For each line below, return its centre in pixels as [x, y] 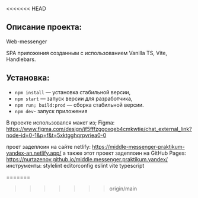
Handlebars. [21, 59]
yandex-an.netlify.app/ [34, 153]
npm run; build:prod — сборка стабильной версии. [79, 105]
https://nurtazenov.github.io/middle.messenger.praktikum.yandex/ [87, 159]
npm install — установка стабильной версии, [73, 92]
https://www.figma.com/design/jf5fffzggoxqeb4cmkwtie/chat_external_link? [99, 129]
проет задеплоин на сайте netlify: [48, 146]
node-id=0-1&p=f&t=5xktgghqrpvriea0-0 [56, 135]
